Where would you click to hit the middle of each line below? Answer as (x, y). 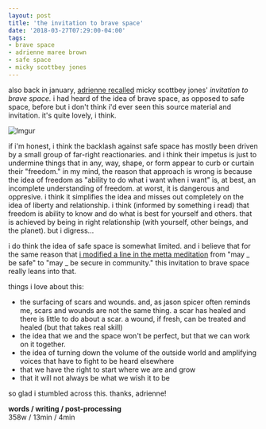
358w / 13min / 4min (42, 417)
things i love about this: (46, 286)
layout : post (30, 15)
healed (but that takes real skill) (71, 327)
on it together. (42, 344)
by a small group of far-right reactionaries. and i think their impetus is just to (133, 154)
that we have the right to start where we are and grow (108, 369)
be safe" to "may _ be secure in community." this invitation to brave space (129, 262)
